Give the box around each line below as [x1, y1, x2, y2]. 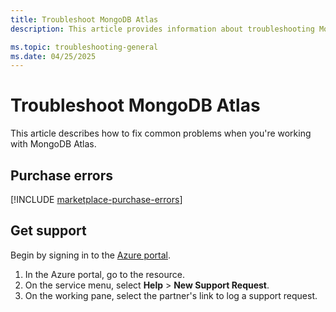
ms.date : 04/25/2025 [10, 51, 97, 61]
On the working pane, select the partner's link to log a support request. [24, 289, 318, 301]
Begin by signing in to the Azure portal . [10, 249, 171, 261]
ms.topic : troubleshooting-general [10, 42, 159, 52]
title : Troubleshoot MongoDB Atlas [10, 14, 159, 25]
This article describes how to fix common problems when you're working [10, 127, 312, 140]
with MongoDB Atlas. [10, 138, 97, 150]
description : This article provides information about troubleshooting [10, 24, 315, 34]
